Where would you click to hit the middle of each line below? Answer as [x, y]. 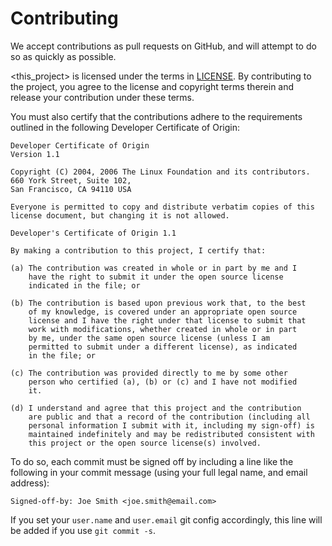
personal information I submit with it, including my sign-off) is [171, 425]
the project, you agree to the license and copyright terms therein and [152, 86]
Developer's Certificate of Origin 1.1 [93, 233]
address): [30, 483]
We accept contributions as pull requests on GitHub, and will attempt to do [163, 46]
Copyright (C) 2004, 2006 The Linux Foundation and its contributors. [160, 172]
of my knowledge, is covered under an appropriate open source [163, 312]
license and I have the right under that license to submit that [167, 320]
